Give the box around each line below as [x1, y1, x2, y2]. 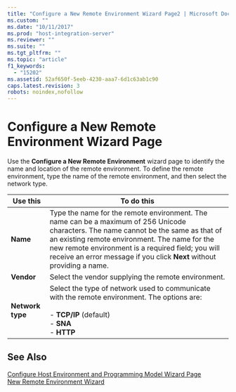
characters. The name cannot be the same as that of [49, 226, 223, 235]
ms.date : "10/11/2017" [7, 23, 74, 30]
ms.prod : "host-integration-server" [7, 30, 114, 37]
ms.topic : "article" [7, 56, 68, 63]
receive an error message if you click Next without [49, 252, 216, 262]
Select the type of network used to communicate [49, 284, 211, 294]
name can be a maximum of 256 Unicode [49, 217, 186, 227]
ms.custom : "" [7, 17, 49, 24]
